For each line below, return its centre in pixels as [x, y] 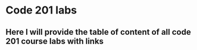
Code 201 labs [41, 10]
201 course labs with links [55, 41]
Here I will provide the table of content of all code [98, 32]
